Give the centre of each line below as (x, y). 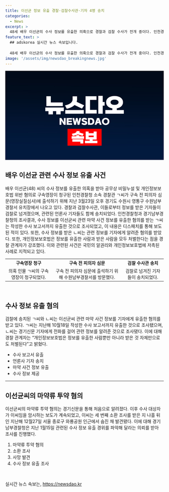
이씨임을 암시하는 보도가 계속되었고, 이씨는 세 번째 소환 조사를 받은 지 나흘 (83, 415)
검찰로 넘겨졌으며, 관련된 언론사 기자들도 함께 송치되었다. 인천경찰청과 (74, 214)
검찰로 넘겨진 (138, 271)
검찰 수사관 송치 (143, 263)
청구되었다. (35, 277)
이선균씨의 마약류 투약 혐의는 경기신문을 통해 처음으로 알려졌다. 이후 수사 (76, 408)
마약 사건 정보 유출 (31, 367)
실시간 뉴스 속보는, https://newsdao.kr (44, 484)
